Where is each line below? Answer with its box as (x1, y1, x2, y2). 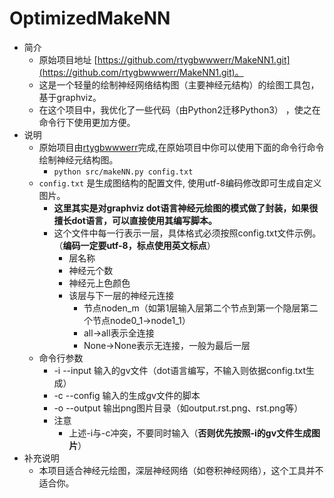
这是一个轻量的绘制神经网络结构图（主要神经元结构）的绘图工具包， (38, 78, 320, 91)
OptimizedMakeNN (9, 7, 171, 30)
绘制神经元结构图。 (38, 153, 119, 166)
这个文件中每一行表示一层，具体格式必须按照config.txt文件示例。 (53, 227, 322, 239)
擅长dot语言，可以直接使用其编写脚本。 (53, 214, 217, 226)
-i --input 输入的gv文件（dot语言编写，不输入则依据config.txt (53, 364, 306, 376)
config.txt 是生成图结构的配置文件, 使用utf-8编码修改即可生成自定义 (38, 177, 322, 189)
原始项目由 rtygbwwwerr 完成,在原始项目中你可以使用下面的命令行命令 (38, 141, 325, 153)
